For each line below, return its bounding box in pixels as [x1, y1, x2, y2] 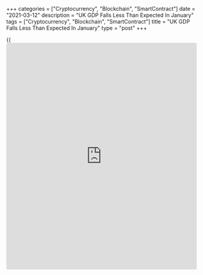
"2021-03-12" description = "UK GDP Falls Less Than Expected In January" [6, 11, 195, 19]
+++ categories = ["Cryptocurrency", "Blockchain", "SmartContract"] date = [6, 5, 196, 12]
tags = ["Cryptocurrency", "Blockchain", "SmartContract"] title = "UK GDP [6, 18, 190, 25]
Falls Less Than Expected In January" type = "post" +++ [6, 24, 147, 31]
